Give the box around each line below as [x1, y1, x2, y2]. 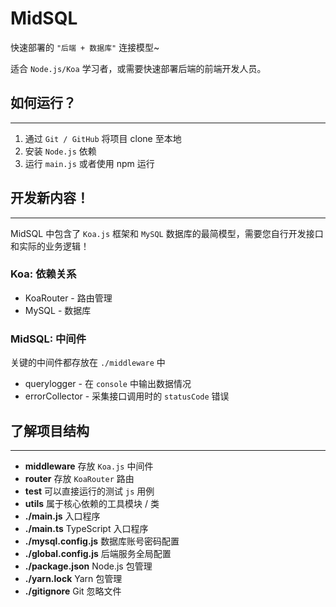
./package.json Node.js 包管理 [24, 560, 153, 572]
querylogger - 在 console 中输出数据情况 [24, 378, 192, 390]
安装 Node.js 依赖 [24, 145, 97, 157]
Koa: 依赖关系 [10, 267, 77, 281]
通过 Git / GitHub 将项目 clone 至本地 [24, 132, 182, 144]
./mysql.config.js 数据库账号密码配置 [24, 535, 180, 547]
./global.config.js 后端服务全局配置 [24, 547, 172, 559]
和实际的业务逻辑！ [10, 240, 90, 252]
